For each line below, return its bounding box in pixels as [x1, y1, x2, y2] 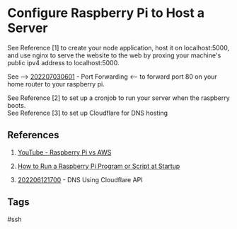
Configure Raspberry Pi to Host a [7, 5, 205, 21]
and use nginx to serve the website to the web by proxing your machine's [7, 51, 221, 60]
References [7, 129, 59, 141]
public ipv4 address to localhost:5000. [7, 58, 120, 67]
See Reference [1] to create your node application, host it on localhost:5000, [7, 43, 230, 52]
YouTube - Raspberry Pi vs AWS [17, 147, 112, 157]
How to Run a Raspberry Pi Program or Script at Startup [17, 162, 180, 170]
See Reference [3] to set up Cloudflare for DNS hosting [7, 108, 168, 117]
